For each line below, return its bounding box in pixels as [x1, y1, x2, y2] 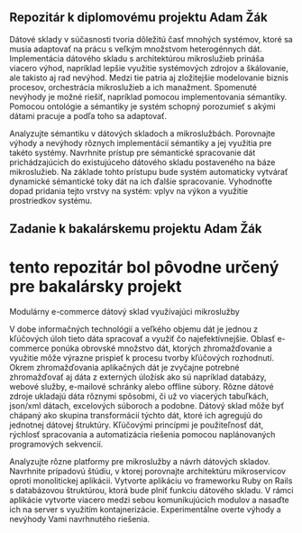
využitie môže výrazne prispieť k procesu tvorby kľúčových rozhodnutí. [9, 353, 275, 363]
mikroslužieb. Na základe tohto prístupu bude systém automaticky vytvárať [9, 166, 288, 177]
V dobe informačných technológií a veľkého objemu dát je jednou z [9, 324, 259, 335]
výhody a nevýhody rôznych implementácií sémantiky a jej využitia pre [9, 137, 272, 148]
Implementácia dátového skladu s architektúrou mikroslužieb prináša [9, 52, 265, 64]
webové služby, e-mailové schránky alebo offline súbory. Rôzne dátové [9, 381, 274, 392]
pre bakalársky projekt [9, 277, 182, 297]
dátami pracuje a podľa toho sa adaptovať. [9, 110, 167, 121]
